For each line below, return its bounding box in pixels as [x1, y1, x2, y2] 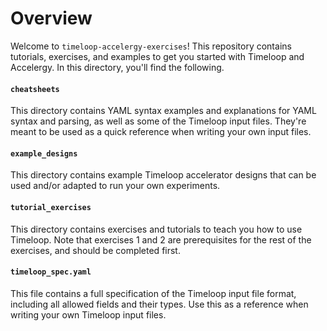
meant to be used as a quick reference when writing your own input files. [10, 126, 312, 138]
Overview [10, 7, 93, 30]
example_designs [10, 148, 78, 159]
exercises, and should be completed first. [10, 244, 181, 256]
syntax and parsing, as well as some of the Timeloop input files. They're [10, 115, 307, 127]
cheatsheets [10, 84, 60, 94]
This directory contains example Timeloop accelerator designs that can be [10, 169, 317, 181]
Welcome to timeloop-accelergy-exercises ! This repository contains [10, 40, 292, 52]
